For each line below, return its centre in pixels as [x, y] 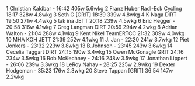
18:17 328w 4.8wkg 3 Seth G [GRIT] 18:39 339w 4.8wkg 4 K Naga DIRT [91, 15]
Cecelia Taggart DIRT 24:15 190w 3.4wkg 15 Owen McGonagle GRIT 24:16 [95, 52]
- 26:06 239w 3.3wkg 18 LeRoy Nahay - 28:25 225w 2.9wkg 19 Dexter [91, 64]
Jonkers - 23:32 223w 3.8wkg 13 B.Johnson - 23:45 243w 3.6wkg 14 [90, 46]
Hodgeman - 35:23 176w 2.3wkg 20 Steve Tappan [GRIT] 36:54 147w [90, 70]
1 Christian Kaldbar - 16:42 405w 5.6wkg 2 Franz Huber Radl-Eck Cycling [94, 8]
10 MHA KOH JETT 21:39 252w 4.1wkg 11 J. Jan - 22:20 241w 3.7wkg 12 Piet [97, 39]
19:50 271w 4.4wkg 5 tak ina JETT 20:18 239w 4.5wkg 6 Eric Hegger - [90, 21]
